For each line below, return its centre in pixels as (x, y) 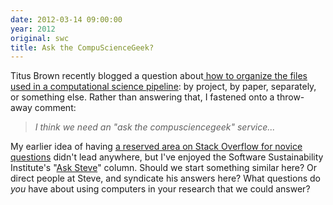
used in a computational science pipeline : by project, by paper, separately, (163, 87)
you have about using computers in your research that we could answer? (160, 189)
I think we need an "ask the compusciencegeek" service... (155, 127)
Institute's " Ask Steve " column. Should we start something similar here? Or (164, 168)
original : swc (40, 38)
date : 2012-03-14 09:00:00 (66, 19)
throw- (290, 97)
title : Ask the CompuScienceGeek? (82, 47)
